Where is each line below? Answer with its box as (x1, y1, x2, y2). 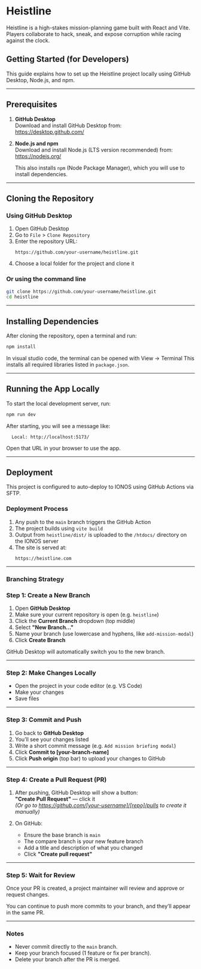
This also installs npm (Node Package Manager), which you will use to (14, 164, 185, 171)
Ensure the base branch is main (23, 831, 100, 838)
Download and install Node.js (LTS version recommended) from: (14, 146, 173, 154)
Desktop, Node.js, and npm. (6, 76, 75, 83)
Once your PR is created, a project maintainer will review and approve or (6, 884, 184, 892)
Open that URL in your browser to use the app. (6, 444, 121, 452)
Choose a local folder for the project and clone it (14, 260, 135, 267)
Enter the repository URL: (14, 238, 78, 245)
